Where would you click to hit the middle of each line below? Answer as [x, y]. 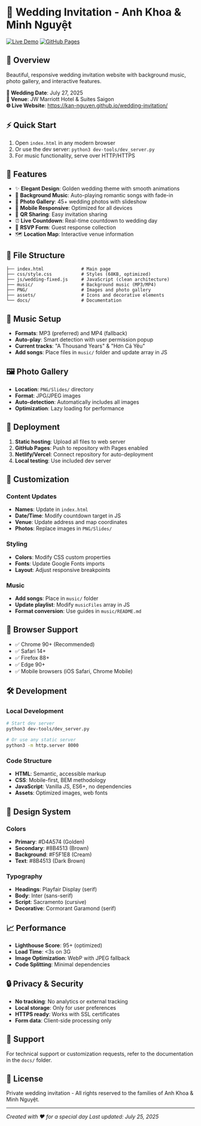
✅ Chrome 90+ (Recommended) [55, 644]
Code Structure [29, 760]
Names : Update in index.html [51, 509]
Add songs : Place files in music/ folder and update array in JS [91, 352]
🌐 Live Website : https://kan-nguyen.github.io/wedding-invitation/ [87, 105]
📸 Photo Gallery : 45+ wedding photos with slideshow [81, 202]
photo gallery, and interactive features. [54, 81]
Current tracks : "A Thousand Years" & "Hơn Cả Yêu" [80, 346]
